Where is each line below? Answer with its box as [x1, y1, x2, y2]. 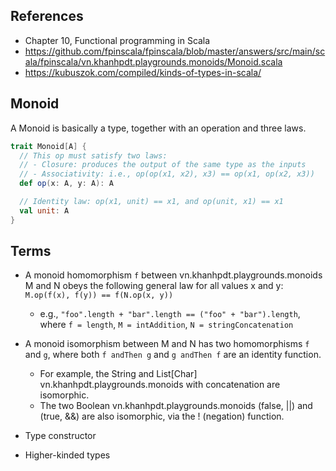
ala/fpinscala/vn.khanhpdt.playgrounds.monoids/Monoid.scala [24, 55, 283, 68]
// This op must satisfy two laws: [19, 150, 168, 161]
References [10, 8, 84, 25]
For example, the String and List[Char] [39, 368, 198, 380]
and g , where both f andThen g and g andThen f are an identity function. [24, 349, 322, 361]
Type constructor [24, 430, 97, 442]
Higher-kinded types [24, 449, 111, 461]
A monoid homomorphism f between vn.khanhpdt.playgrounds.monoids [24, 269, 323, 281]
